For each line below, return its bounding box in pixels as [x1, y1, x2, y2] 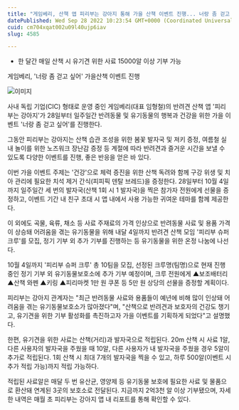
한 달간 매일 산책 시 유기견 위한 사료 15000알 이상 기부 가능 [17, 57, 181, 65]
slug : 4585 [7, 30, 40, 38]
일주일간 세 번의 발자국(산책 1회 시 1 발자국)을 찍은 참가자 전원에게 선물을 [20, 186, 222, 194]
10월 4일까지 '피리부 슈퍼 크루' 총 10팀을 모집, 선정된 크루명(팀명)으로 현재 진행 [7, 261, 226, 269]
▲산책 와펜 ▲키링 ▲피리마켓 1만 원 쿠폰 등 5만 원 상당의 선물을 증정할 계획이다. [7, 278, 230, 287]
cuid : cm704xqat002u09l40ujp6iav [7, 23, 107, 31]
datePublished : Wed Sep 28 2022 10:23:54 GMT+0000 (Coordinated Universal [7, 17, 234, 24]
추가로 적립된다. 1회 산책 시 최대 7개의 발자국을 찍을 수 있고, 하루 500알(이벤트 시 [7, 353, 232, 362]
